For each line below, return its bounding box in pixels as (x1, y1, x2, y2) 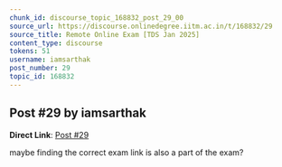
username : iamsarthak (9, 55, 91, 64)
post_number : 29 (9, 64, 70, 73)
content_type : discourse (9, 38, 103, 48)
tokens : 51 (9, 47, 51, 56)
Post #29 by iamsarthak (9, 106, 146, 121)
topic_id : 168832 (9, 72, 75, 81)
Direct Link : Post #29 (9, 129, 89, 140)
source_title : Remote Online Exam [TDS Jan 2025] (9, 30, 201, 39)
